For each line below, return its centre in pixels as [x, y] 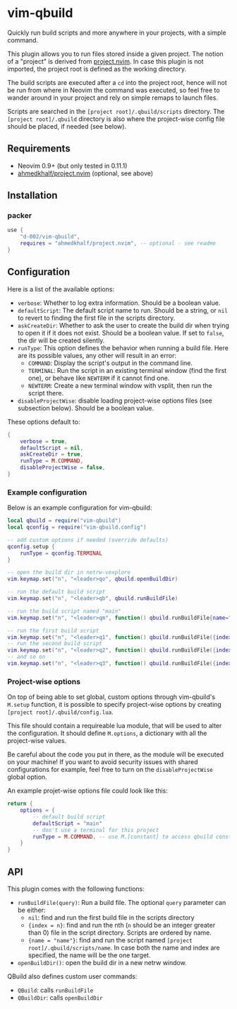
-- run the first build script [53, 630]
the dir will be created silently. [61, 340]
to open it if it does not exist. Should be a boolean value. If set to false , [121, 333]
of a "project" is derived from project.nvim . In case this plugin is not [105, 61]
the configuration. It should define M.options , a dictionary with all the [107, 733]
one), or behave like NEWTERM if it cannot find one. [99, 378]
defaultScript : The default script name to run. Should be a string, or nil [122, 310]
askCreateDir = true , [51, 454]
